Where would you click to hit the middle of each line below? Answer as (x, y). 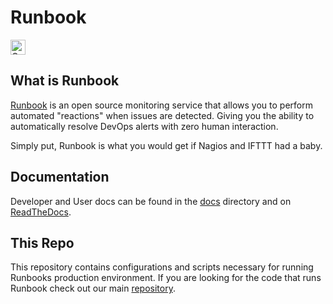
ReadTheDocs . (41, 212)
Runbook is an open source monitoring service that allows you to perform (161, 105)
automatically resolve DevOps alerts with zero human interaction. (144, 126)
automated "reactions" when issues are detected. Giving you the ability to (162, 115)
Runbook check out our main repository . (93, 288)
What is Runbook (65, 81)
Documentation (60, 177)
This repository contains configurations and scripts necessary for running (162, 267)
